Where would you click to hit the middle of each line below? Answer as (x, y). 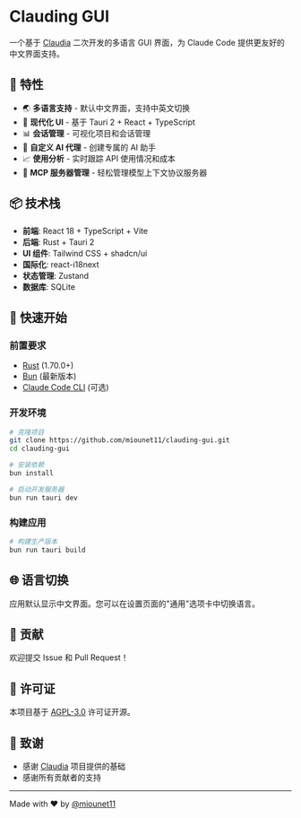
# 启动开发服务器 (37, 489)
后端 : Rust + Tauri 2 (58, 242)
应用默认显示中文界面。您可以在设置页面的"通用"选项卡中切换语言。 (135, 604)
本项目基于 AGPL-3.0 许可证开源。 (73, 712)
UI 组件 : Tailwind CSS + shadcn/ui (85, 253)
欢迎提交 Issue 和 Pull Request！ (69, 657)
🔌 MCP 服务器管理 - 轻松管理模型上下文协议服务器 (115, 172)
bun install (31, 474)
